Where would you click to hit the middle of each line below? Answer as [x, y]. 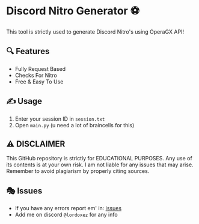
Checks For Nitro [36, 75]
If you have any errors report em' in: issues [68, 208]
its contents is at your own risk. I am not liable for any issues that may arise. [100, 165]
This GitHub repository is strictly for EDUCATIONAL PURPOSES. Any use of [99, 159]
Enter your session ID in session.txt [60, 119]
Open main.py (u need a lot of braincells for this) [75, 125]
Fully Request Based [40, 68]
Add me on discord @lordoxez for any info [66, 215]
